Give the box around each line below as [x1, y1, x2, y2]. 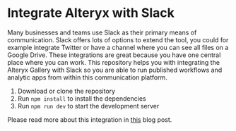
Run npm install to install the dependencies [17, 94, 146, 103]
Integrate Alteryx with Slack [7, 5, 175, 21]
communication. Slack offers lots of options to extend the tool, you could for [7, 35, 229, 44]
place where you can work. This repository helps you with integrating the [7, 58, 220, 66]
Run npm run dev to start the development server [17, 101, 160, 110]
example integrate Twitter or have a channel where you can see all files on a [7, 43, 229, 51]
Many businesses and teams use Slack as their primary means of [7, 28, 197, 37]
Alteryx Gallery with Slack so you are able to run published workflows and [7, 65, 223, 74]
